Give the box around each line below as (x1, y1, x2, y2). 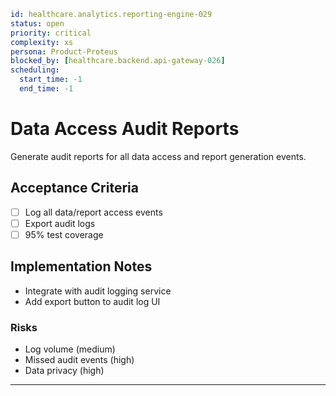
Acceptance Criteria (10, 180, 139, 197)
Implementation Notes (10, 258, 153, 275)
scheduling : (10, 65, 60, 75)
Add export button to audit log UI (24, 295, 161, 307)
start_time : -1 (19, 75, 83, 85)
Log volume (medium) (24, 343, 116, 355)
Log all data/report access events (24, 206, 163, 218)
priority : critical (10, 28, 92, 38)
